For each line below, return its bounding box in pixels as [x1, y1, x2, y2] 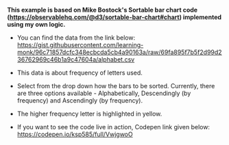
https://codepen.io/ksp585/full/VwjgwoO [16, 130, 133, 138]
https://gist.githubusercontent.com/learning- [16, 41, 144, 49]
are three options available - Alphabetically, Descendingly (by [16, 89, 191, 97]
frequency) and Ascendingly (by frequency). [16, 96, 143, 105]
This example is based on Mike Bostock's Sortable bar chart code [7, 6, 197, 14]
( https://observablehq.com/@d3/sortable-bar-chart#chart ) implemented [7, 13, 221, 21]
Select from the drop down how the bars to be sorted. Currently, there [16, 82, 215, 90]
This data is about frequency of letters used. [16, 68, 143, 77]
